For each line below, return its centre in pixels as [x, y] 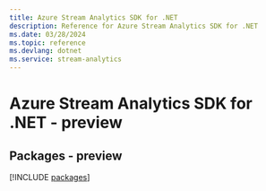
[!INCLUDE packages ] [50, 177]
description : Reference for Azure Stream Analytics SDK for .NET [133, 26]
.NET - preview [66, 123]
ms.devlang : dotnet [46, 51]
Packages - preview [66, 156]
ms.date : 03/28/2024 [48, 34]
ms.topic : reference [48, 43]
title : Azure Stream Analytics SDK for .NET [94, 17]
